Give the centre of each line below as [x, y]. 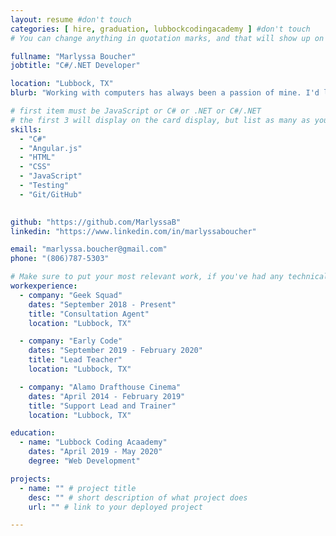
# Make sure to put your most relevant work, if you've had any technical [169, 277]
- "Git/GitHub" [51, 194]
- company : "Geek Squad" [71, 295]
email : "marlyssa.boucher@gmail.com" [89, 249]
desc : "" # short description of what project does [138, 497]
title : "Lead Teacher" [75, 360]
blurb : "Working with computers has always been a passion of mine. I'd [165, 93]
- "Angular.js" [51, 148]
